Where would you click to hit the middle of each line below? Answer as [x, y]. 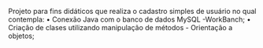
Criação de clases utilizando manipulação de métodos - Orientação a [120, 27]
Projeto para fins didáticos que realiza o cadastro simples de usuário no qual [132, 11]
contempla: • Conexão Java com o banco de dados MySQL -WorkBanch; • [130, 19]
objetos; [21, 36]
